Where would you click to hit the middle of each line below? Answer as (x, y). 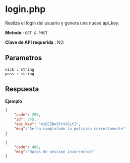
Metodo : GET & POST (26, 32)
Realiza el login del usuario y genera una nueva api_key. (62, 23)
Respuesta (22, 89)
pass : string (20, 74)
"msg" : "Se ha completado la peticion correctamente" (70, 129)
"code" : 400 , (28, 147)
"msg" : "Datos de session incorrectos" (54, 152)
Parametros (24, 58)
